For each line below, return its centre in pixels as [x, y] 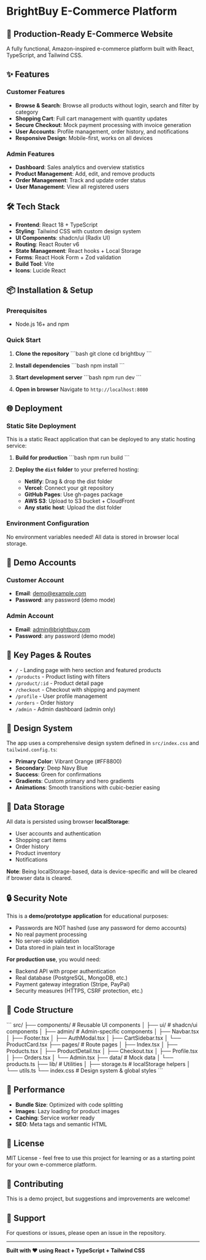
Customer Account [35, 580]
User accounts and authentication [58, 833]
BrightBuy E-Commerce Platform [92, 11]
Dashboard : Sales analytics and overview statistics [80, 167]
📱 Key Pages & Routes [49, 655]
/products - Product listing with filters [63, 676]
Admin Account [30, 616]
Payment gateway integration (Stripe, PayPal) [72, 984]
